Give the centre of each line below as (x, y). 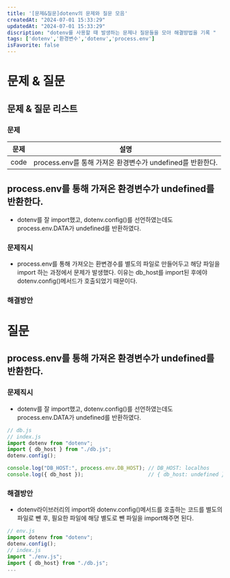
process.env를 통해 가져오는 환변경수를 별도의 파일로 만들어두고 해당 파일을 (118, 264)
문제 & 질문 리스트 (42, 109)
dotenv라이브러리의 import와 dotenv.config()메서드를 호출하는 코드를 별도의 (120, 510)
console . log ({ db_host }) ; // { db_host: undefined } (116, 475)
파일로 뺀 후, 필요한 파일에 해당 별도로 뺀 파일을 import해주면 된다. (105, 518)
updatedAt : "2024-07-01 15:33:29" (56, 26)
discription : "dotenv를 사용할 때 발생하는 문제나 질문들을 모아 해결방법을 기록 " (112, 33)
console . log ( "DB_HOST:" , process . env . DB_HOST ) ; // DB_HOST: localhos (108, 468)
